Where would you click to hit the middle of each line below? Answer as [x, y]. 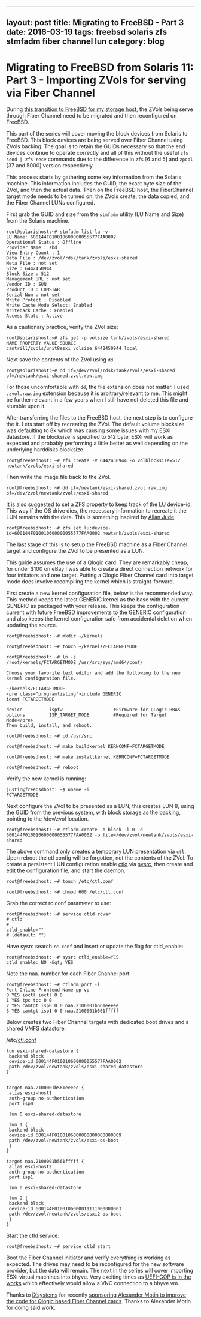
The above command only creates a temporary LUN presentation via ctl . [96, 851]
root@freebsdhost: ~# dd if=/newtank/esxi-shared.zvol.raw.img [87, 488]
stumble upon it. [26, 406]
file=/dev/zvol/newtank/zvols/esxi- [148, 835]
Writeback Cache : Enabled [40, 311]
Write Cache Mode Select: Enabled [49, 306]
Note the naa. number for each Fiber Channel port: [68, 974]
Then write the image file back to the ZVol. [59, 477]
